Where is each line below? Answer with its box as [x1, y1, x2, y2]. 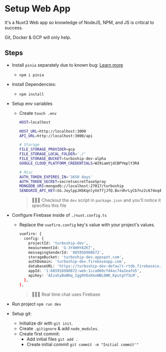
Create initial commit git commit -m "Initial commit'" [26, 341, 139, 347]
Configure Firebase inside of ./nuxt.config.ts [11, 212, 107, 218]
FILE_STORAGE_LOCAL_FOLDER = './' [19, 152, 86, 157]
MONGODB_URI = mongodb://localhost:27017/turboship [19, 183, 124, 189]
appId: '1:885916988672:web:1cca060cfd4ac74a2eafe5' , [28, 268, 142, 273]
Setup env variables [11, 100, 53, 106]
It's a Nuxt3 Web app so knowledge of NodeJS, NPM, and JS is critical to [4, 19, 155, 25]
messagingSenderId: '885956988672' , [28, 250, 104, 255]
